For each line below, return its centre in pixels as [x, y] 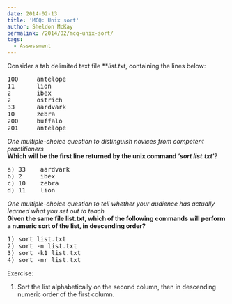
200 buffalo [35, 121]
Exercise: [20, 273]
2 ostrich [35, 100]
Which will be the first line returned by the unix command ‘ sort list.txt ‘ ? [113, 156]
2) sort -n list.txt [42, 246]
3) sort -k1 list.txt [44, 253]
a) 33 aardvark [39, 169]
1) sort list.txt [37, 239]
